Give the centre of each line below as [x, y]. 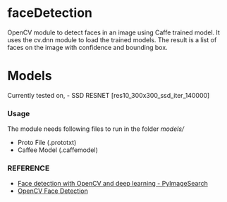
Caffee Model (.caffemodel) [58, 150]
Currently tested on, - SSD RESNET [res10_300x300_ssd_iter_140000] [109, 95]
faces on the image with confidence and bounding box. [87, 47]
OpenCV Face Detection [53, 191]
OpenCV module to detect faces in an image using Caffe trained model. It [114, 32]
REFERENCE [29, 168]
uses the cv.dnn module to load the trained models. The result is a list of [112, 39]
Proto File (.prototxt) [47, 143]
